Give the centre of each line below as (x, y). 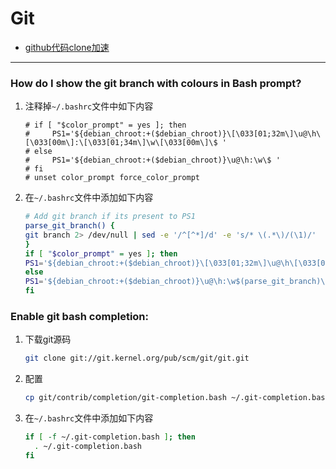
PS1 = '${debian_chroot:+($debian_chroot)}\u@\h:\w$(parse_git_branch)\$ (177, 282)
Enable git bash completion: (79, 317)
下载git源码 (48, 339)
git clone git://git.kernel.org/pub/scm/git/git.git (137, 358)
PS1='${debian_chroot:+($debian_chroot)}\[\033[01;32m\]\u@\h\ (186, 134)
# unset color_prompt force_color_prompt (112, 178)
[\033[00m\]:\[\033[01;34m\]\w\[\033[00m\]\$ (121, 143)
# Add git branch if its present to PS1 (110, 217)
